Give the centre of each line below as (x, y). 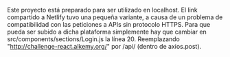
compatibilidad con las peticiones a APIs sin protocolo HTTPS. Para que (109, 24)
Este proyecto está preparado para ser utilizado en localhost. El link (102, 10)
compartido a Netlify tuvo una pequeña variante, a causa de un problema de (115, 17)
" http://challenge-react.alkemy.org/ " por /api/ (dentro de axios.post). (104, 46)
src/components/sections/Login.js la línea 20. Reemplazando (93, 39)
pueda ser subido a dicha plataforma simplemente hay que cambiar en (107, 32)
